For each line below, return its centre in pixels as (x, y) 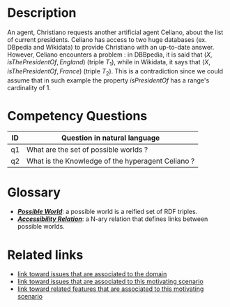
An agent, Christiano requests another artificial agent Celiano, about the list (115, 32)
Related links (45, 255)
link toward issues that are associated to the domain (92, 274)
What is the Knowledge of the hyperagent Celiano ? (111, 161)
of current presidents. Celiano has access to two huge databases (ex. (107, 39)
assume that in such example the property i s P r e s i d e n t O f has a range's (108, 80)
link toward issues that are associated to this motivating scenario (110, 282)
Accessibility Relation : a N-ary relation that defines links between (113, 219)
